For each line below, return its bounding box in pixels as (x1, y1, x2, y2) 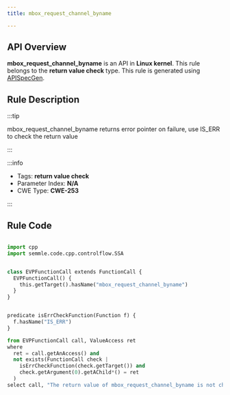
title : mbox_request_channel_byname (7, 10, 112, 17)
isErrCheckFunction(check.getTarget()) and (19, 363, 146, 370)
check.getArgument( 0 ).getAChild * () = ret (19, 369, 139, 376)
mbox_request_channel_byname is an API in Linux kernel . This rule (7, 59, 201, 68)
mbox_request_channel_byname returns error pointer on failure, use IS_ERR (7, 125, 220, 133)
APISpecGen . (7, 74, 45, 82)
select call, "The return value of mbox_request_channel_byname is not (7, 381, 216, 388)
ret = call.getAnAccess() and (13, 350, 99, 357)
